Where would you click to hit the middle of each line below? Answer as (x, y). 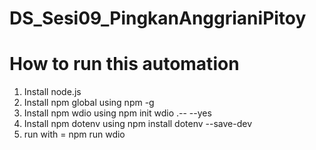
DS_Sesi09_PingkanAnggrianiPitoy (158, 18)
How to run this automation (124, 64)
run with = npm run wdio (74, 134)
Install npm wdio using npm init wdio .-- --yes (117, 113)
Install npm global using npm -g (89, 103)
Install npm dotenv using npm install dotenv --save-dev (138, 124)
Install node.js (52, 92)
